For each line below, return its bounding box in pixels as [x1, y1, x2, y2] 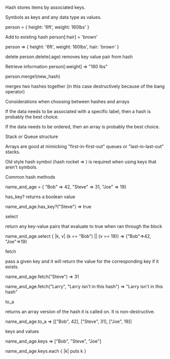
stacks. [5, 149, 21, 155]
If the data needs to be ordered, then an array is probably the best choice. [5, 124, 160, 129]
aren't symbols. [5, 164, 38, 170]
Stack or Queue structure [5, 133, 58, 140]
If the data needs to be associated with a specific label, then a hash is [5, 108, 151, 114]
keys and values [5, 328, 39, 334]
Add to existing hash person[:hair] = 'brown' [5, 34, 98, 40]
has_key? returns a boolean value [5, 194, 76, 200]
